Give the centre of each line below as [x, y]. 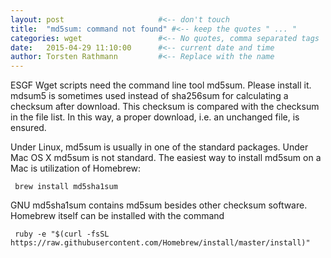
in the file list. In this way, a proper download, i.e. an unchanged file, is [155, 117]
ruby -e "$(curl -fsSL [62, 234]
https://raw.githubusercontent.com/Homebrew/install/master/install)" [160, 243]
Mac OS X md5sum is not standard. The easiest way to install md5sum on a [166, 158]
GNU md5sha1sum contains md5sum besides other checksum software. [159, 205]
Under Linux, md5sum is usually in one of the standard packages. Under [159, 147]
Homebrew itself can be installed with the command [117, 216]
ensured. [28, 128]
